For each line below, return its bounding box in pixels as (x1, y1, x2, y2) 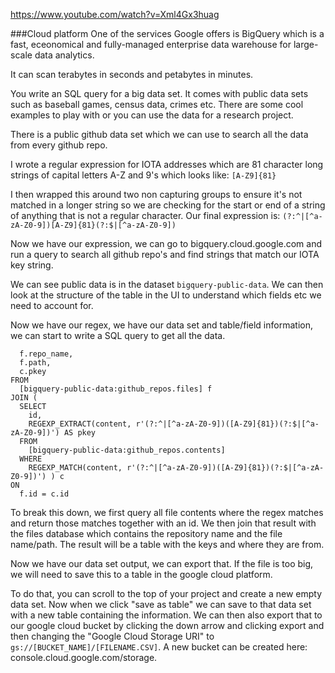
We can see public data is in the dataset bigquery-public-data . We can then (10, 279, 324, 290)
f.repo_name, (19, 349, 74, 359)
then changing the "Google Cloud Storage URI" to (10, 630, 215, 642)
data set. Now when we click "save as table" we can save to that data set (10, 599, 312, 610)
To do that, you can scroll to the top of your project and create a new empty (10, 588, 323, 599)
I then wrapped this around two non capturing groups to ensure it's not (10, 189, 303, 200)
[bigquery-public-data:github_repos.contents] (28, 445, 226, 455)
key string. (10, 259, 54, 271)
